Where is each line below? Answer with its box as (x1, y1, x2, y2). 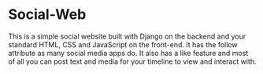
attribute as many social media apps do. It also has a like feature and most (8, 48, 249, 57)
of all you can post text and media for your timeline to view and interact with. (8, 57, 257, 66)
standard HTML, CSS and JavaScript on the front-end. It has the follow (8, 39, 238, 49)
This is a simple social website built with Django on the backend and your (8, 31, 246, 41)
